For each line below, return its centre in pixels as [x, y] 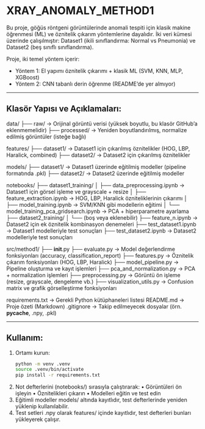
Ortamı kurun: [32, 353]
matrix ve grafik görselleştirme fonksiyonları [62, 288]
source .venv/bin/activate [49, 370]
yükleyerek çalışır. [38, 419]
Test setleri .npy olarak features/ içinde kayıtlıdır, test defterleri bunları [103, 413]
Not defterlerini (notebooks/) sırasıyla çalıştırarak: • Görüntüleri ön [98, 387]
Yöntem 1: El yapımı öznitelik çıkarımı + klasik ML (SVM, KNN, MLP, [99, 70]
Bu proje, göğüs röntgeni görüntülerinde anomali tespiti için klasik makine [99, 28]
